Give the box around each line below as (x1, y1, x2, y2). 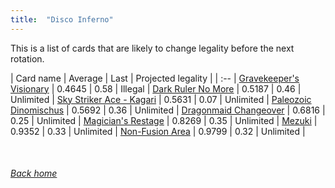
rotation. (10, 52, 45, 65)
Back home (10, 167, 58, 180)
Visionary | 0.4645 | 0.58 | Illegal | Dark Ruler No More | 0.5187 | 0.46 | (10, 82, 302, 95)
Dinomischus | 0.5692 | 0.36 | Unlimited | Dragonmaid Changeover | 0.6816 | (10, 104, 326, 116)
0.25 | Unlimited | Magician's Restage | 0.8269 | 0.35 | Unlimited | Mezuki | (10, 114, 318, 126)
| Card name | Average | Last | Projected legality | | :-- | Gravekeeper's (10, 72, 300, 84)
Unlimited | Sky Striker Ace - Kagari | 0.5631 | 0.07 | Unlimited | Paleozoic (10, 93, 312, 105)
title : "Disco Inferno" (10, 14, 114, 25)
